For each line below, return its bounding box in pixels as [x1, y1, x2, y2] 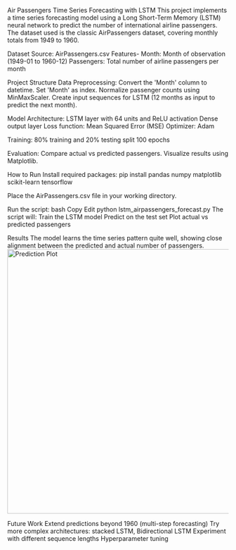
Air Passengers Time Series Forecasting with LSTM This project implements [7, 6, 227, 14]
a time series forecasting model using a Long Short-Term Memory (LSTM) [7, 13, 221, 22]
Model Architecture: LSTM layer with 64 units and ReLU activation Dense [7, 114, 218, 123]
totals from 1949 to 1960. [7, 36, 79, 44]
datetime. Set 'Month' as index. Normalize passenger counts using [7, 86, 200, 94]
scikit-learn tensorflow [7, 178, 73, 186]
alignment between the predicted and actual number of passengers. [7, 241, 204, 250]
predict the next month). [7, 101, 77, 109]
